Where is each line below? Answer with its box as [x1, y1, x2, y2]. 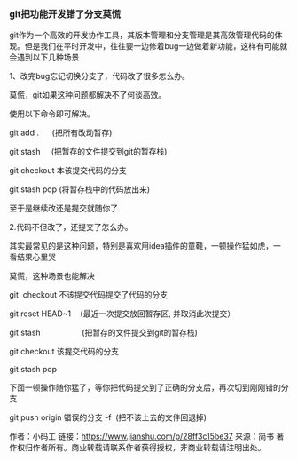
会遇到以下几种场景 [9, 52, 80, 63]
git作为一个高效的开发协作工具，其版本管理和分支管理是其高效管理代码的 [9, 29, 275, 41]
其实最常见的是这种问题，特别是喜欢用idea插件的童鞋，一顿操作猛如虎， [9, 241, 274, 251]
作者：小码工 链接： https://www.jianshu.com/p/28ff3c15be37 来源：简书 [9, 431, 275, 441]
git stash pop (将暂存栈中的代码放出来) [9, 184, 151, 195]
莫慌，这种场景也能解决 [9, 271, 95, 282]
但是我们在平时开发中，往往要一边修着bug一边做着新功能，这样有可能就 [24, 41, 288, 52]
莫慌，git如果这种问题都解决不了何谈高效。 [9, 90, 167, 100]
